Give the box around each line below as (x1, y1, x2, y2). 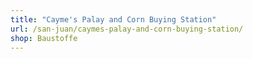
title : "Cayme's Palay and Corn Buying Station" (10, 14, 217, 25)
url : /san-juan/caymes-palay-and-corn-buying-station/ (10, 24, 244, 34)
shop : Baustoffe (10, 33, 78, 43)
